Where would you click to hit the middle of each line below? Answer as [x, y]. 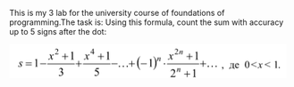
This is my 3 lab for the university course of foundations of [117, 13]
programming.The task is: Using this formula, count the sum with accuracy [147, 22]
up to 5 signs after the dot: [58, 32]
